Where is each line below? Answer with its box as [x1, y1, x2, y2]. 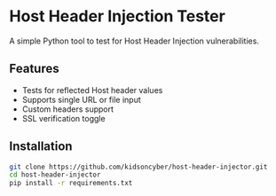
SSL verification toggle [21, 113, 106, 123]
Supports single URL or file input [21, 94, 142, 105]
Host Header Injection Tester [9, 6, 226, 27]
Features [9, 61, 59, 76]
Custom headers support [21, 104, 114, 114]
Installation [9, 139, 73, 154]
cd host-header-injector [9, 170, 101, 179]
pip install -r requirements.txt [9, 179, 133, 188]
